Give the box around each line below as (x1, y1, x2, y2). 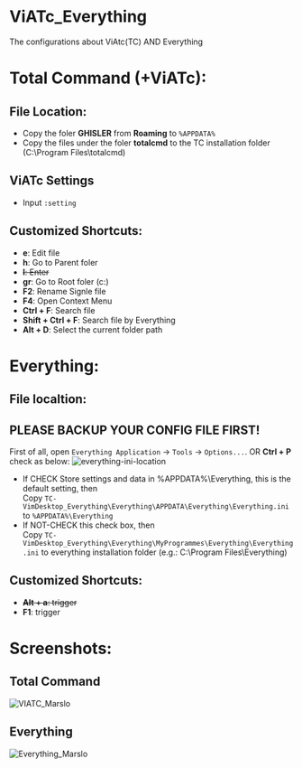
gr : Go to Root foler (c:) (22, 276, 109, 286)
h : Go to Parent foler (22, 257, 98, 267)
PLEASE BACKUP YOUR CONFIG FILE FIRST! (9, 422, 261, 437)
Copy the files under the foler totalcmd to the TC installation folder (22, 137, 270, 148)
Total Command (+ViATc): (9, 68, 207, 89)
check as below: (9, 455, 70, 466)
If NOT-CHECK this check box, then (22, 520, 155, 530)
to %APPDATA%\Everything (22, 510, 114, 520)
